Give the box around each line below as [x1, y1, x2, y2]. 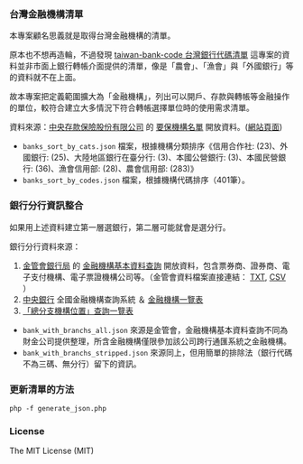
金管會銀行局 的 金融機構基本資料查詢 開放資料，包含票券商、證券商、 [22, 260, 282, 271]
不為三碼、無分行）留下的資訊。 [22, 358, 142, 369]
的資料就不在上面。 [9, 72, 81, 83]
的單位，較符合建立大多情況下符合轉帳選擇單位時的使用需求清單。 [9, 102, 254, 114]
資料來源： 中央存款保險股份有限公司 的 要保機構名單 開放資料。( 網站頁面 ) [9, 122, 283, 133]
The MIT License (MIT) [9, 445, 95, 457]
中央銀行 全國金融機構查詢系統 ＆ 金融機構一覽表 [22, 293, 204, 304]
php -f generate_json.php [9, 404, 106, 413]
